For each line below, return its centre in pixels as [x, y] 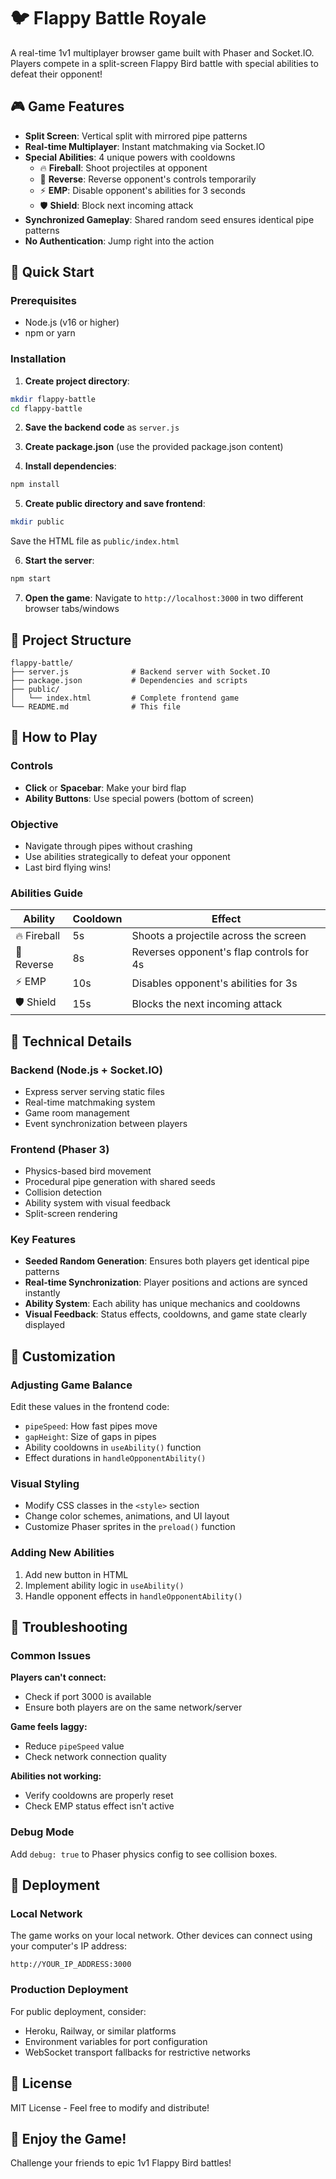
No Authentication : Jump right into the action [119, 241]
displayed [45, 1325]
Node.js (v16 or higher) [72, 322]
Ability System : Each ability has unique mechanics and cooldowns [162, 1304]
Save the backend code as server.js [102, 427]
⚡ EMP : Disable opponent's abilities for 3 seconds [142, 190]
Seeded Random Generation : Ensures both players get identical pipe [167, 1261]
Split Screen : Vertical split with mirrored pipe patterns [136, 136]
